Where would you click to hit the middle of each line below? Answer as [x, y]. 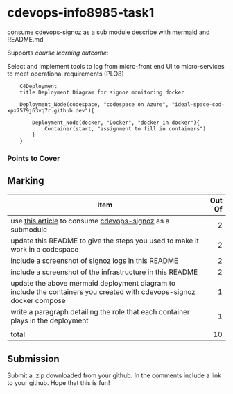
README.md [25, 39]
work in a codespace [45, 249]
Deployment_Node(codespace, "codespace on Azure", [94, 104]
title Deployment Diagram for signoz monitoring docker [102, 92]
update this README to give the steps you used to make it [105, 241]
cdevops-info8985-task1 [81, 13]
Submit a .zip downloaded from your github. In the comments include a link [114, 375]
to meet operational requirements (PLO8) [66, 74]
